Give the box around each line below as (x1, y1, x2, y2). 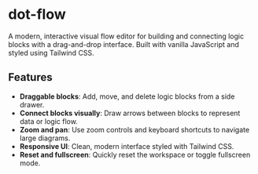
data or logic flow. (19, 116, 79, 126)
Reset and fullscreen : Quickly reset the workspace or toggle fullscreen (19, 150, 251, 159)
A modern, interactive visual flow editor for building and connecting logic (8, 31, 245, 41)
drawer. (19, 100, 45, 109)
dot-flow (8, 5, 67, 24)
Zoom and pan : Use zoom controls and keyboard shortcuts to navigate (19, 125, 250, 134)
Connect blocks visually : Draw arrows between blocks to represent (19, 108, 241, 118)
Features (8, 71, 53, 84)
